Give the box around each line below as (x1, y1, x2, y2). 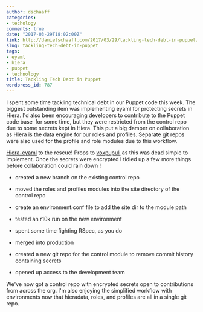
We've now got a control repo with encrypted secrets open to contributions (6, 280, 193, 288)
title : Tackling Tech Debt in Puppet (6, 76, 101, 82)
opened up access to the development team (14, 269, 125, 276)
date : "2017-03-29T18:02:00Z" (6, 32, 83, 38)
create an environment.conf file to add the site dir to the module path (14, 204, 187, 211)
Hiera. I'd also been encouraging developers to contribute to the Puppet (6, 111, 185, 119)
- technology (6, 71, 39, 77)
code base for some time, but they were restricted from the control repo (6, 118, 187, 125)
